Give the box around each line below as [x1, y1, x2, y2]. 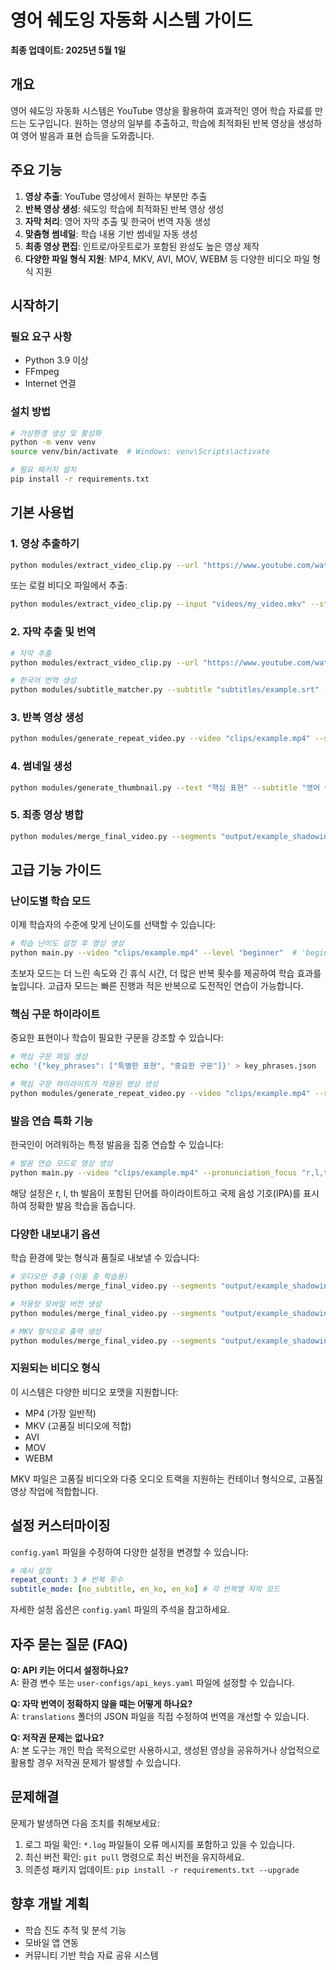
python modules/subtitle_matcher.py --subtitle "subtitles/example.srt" [10, 685, 320, 695]
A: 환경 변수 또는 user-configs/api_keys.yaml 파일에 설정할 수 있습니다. [10, 1677, 295, 1689]
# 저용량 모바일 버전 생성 [10, 1299, 102, 1309]
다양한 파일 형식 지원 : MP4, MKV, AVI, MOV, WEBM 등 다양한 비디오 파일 [24, 252, 311, 265]
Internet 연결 [24, 377, 77, 390]
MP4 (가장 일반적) [24, 1407, 97, 1419]
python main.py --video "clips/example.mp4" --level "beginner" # [10, 948, 298, 958]
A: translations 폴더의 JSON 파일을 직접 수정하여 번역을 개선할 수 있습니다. [10, 1711, 310, 1723]
